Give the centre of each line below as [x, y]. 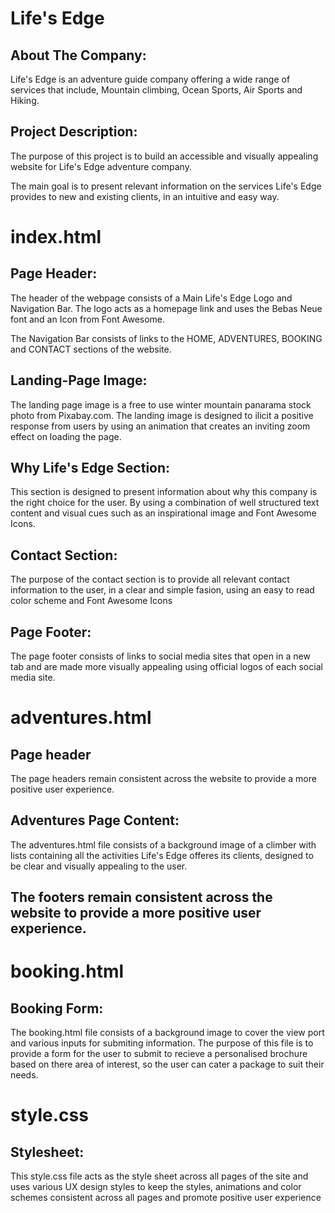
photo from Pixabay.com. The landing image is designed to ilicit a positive [162, 415]
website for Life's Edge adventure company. [101, 166]
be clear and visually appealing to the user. [99, 866]
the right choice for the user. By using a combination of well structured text [165, 503]
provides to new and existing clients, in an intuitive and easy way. [145, 196]
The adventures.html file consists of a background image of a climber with [163, 844]
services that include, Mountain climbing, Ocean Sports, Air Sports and [156, 90]
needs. [24, 1075]
